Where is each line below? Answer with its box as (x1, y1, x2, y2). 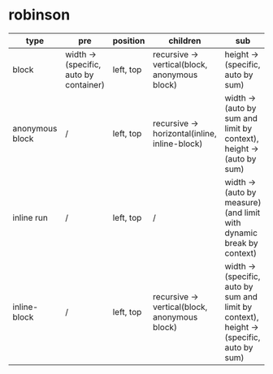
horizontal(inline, (153, 127, 217, 139)
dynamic (224, 227, 258, 239)
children (168, 35, 201, 46)
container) (64, 79, 106, 90)
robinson (8, 6, 71, 24)
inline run (12, 212, 49, 223)
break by (224, 237, 258, 248)
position (112, 35, 145, 46)
